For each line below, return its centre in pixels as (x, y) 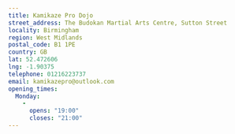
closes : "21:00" (56, 118)
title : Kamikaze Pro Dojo (50, 15)
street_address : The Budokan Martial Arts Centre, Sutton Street (117, 23)
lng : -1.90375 (32, 67)
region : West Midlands (45, 37)
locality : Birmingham (44, 30)
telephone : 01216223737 (47, 74)
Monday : (28, 96)
